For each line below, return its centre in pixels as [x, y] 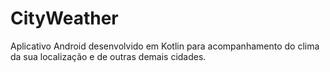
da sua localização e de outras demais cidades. [108, 56]
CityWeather [64, 18]
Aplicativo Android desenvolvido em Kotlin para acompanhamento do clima [165, 46]
